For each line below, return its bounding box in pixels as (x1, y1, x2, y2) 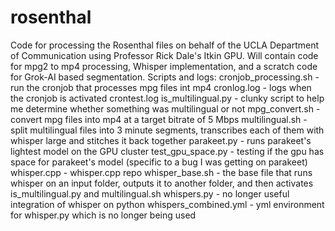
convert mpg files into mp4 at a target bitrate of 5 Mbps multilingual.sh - (10, 113, 308, 125)
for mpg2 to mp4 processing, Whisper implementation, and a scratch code (10, 60, 318, 72)
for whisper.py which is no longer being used (10, 209, 197, 221)
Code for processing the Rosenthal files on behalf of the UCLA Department (10, 39, 320, 51)
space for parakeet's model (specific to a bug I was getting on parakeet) (10, 156, 308, 168)
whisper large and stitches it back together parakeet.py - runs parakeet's (10, 134, 312, 146)
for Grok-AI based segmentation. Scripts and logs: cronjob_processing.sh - (10, 71, 320, 83)
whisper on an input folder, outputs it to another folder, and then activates (10, 177, 314, 189)
